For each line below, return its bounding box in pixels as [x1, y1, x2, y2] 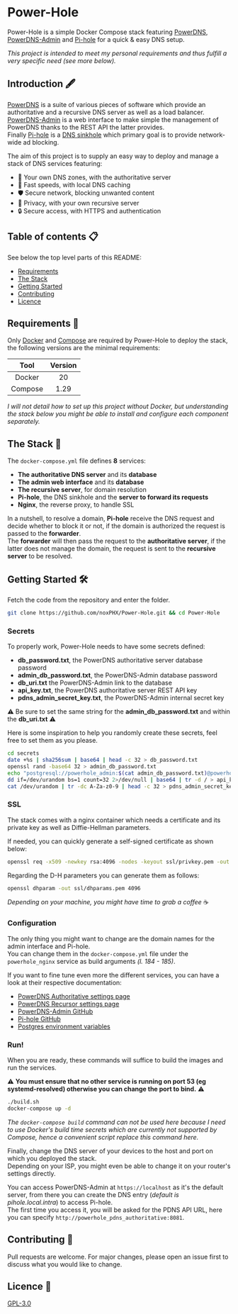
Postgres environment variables [17, 1022, 111, 1031]
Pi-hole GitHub [17, 1014, 62, 1023]
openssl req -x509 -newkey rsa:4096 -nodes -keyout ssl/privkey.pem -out [7, 858, 230, 865]
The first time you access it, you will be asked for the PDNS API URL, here [7, 1206, 223, 1214]
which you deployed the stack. [7, 1154, 97, 1162]
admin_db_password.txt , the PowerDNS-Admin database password [17, 671, 218, 680]
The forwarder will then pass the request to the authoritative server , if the [7, 537, 226, 546]
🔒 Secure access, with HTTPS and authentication [17, 206, 161, 215]
